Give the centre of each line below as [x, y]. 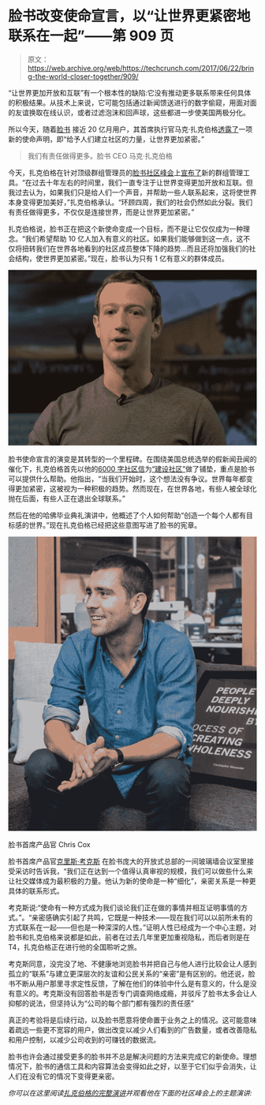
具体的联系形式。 [36, 890]
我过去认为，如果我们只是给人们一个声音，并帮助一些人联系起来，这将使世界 [132, 192]
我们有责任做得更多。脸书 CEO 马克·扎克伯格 [100, 155]
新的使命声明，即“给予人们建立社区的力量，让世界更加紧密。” [106, 139]
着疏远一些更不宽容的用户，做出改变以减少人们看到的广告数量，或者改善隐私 [132, 1029]
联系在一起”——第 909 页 [91, 36]
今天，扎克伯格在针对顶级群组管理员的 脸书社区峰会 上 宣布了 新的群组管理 [125, 172]
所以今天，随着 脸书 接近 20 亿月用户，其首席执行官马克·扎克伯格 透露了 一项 [131, 129]
